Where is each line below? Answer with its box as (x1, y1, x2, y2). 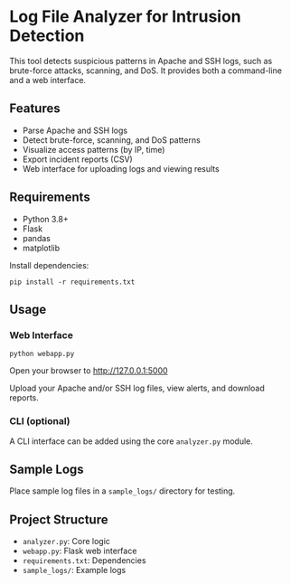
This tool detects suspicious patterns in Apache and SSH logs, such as (9, 55, 273, 66)
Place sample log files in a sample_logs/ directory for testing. (9, 485, 236, 496)
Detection (9, 25, 85, 46)
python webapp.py (9, 350, 75, 359)
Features (9, 101, 61, 117)
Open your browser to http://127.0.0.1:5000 (9, 365, 169, 376)
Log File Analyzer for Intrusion (9, 6, 241, 27)
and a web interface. (9, 74, 87, 85)
